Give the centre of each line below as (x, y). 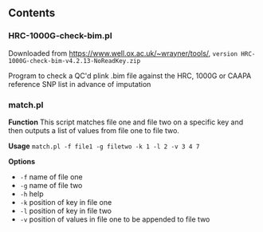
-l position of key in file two (66, 210)
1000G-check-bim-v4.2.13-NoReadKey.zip (75, 61)
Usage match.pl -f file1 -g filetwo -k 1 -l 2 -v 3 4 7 (104, 146)
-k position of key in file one (66, 202)
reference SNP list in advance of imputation (80, 84)
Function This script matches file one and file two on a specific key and (126, 122)
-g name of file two (51, 185)
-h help (31, 194)
